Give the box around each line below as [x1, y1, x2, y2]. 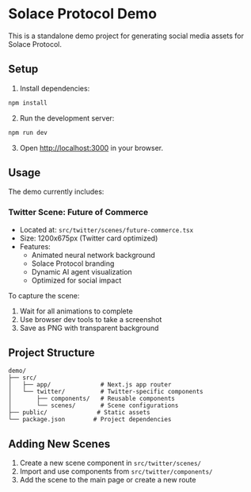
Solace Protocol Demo [8, 5, 157, 23]
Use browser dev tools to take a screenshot [19, 314, 162, 324]
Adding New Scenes [8, 437, 111, 451]
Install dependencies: [19, 83, 90, 93]
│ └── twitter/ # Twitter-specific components [8, 388, 203, 396]
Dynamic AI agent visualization [31, 267, 132, 276]
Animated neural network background [31, 250, 156, 259]
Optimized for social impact [31, 275, 122, 285]
